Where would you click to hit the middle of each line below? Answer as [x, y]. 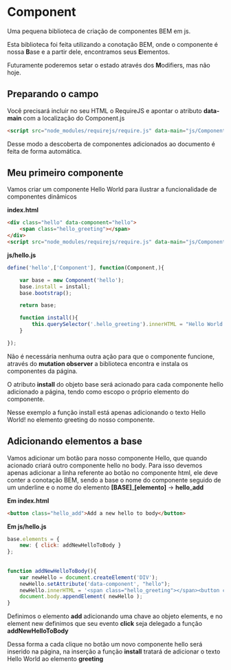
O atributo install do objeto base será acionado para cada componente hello [115, 384]
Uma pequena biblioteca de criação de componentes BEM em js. [99, 31]
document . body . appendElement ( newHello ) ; [81, 597]
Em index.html [28, 500]
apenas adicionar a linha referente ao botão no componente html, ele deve [112, 472]
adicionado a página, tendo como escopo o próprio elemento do [98, 392]
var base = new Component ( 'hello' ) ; [72, 280]
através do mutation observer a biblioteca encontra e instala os [98, 363]
